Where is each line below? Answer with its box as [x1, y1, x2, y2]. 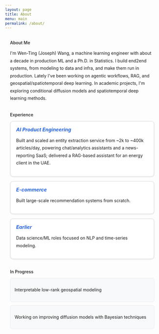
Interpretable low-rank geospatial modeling [14, 287, 102, 293]
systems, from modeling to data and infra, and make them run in [10, 65, 139, 71]
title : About [5, 12, 32, 17]
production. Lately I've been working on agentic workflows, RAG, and [10, 73, 150, 78]
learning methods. [10, 95, 47, 101]
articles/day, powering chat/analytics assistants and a [16, 145, 125, 151]
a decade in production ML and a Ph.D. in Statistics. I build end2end [10, 57, 147, 64]
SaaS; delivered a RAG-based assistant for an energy [36, 153, 143, 158]
